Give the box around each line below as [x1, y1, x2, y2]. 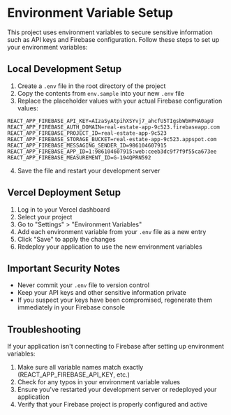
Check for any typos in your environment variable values [17, 378, 180, 386]
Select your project [17, 212, 73, 221]
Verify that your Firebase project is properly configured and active [17, 400, 208, 409]
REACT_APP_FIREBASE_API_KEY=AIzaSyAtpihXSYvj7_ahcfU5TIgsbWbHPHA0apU [7, 117, 214, 124]
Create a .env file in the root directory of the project [17, 82, 166, 90]
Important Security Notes [7, 262, 121, 274]
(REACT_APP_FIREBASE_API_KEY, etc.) [17, 370, 131, 379]
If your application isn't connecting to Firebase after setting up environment [7, 342, 225, 351]
